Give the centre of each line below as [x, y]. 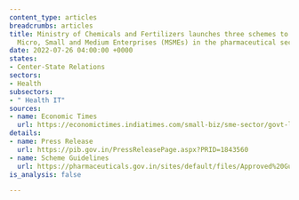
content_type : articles [53, 17]
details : [25, 133]
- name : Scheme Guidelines [59, 158]
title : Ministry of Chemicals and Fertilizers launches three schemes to [149, 34]
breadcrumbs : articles [51, 26]
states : [24, 59]
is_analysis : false [45, 174]
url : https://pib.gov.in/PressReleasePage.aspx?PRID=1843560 [133, 149]
